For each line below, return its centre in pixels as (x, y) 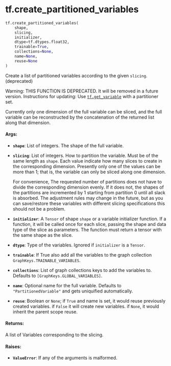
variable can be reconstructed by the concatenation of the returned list (80, 117)
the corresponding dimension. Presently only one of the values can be (87, 166)
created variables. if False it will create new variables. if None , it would (86, 306)
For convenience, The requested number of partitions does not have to (87, 181)
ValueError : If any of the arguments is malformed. (65, 358)
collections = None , (34, 52)
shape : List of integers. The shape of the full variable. (68, 145)
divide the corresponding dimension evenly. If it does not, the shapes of (88, 187)
